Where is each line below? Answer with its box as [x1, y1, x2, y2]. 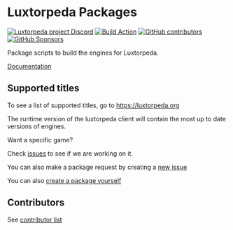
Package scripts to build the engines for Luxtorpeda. [7, 48, 159, 57]
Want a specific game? [7, 135, 73, 144]
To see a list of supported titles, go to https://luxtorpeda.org [7, 101, 180, 109]
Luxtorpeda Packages [7, 4, 138, 20]
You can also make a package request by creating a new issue [7, 163, 188, 171]
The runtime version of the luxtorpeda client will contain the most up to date [7, 114, 226, 123]
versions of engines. [7, 122, 66, 130]
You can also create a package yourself [7, 176, 122, 184]
